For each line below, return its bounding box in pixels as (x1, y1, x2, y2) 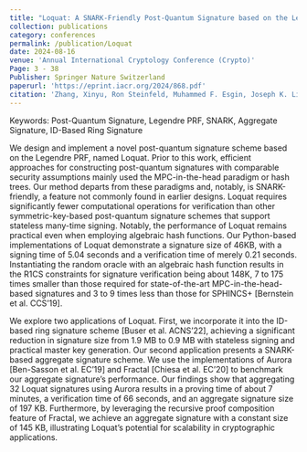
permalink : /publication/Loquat (9, 38, 132, 48)
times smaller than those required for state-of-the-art (9, 278, 210, 289)
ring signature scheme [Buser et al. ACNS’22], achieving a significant (35, 325, 295, 336)
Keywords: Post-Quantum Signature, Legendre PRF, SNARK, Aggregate (9, 115, 278, 126)
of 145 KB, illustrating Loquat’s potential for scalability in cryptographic (9, 422, 276, 433)
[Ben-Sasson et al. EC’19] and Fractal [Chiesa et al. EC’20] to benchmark (9, 363, 283, 374)
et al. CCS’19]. (9, 298, 63, 309)
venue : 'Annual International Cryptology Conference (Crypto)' (9, 56, 256, 65)
